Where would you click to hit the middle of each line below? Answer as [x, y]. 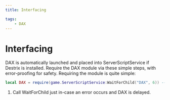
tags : [11, 19]
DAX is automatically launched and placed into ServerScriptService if [77, 63]
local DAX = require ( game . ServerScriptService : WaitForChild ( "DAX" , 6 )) [82, 83]
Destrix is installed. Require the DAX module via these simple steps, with [80, 68]
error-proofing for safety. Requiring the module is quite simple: [71, 73]
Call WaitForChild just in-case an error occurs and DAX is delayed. [81, 92]
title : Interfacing [26, 10]
